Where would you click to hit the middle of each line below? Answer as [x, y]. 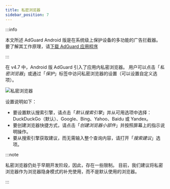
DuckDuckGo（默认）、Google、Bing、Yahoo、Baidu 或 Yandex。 [82, 119]
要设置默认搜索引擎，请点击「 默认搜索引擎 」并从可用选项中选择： [82, 112]
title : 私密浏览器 [23, 10]
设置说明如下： [21, 101]
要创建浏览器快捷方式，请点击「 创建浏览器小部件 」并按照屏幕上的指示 [87, 125]
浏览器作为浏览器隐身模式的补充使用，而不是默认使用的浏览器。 [72, 171]
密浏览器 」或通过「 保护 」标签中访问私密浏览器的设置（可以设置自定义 [79, 73]
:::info [11, 29]
